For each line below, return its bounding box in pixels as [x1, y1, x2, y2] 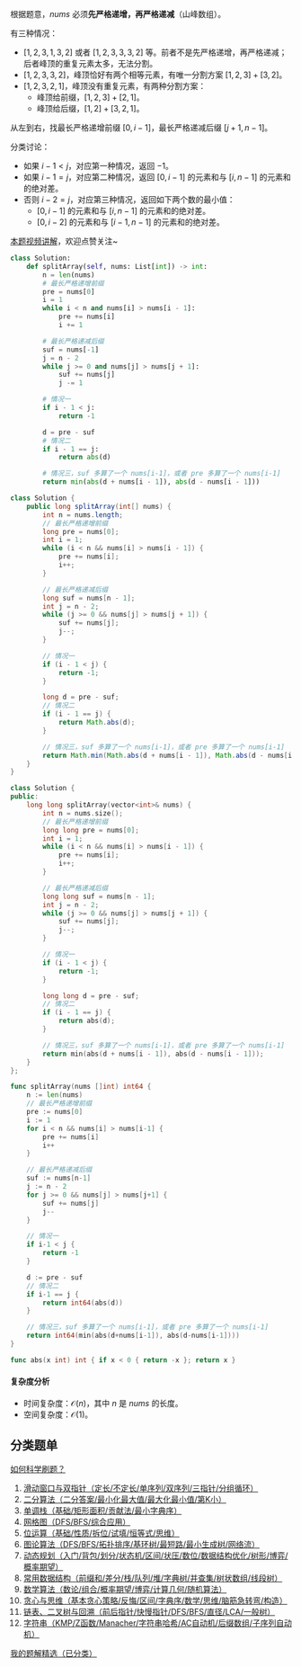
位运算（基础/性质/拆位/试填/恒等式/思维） [22, 1528, 181, 1538]
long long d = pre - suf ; [42, 991, 140, 1001]
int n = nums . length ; [42, 510, 124, 520]
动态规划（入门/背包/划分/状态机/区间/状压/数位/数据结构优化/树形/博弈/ [22, 1550, 288, 1561]
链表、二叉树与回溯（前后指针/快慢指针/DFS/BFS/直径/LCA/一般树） [22, 1606, 276, 1617]
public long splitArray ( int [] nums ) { [26, 502, 172, 511]
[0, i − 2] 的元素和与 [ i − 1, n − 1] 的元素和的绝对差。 [36, 217, 225, 227]
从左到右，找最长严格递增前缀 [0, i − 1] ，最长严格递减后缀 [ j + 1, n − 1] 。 [10, 122, 273, 133]
